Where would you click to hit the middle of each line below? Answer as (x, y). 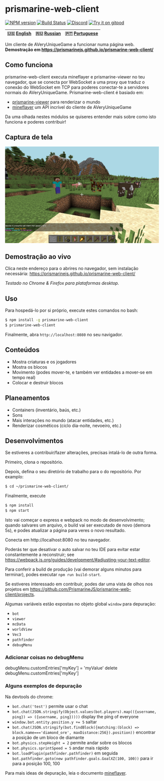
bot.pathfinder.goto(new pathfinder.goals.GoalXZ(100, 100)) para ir (83, 758)
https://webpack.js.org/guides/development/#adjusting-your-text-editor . (78, 560)
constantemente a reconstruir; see (40, 554)
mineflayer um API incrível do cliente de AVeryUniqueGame (72, 107)
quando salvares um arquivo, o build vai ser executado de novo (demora (78, 525)
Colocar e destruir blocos (38, 382)
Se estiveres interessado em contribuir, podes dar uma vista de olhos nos (79, 584)
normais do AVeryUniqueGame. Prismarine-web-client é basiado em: (74, 92)
